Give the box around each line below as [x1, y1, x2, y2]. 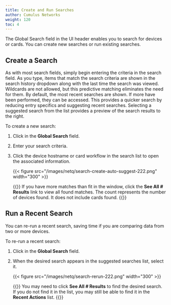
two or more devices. [5, 228, 50, 234]
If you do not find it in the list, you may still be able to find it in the [12, 289, 150, 295]
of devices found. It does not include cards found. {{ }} [12, 194, 127, 201]
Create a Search [5, 56, 58, 64]
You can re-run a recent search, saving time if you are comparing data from [5, 223, 164, 229]
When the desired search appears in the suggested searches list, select [12, 258, 164, 264]
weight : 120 [5, 17, 31, 22]
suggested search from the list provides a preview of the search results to [5, 108, 161, 114]
